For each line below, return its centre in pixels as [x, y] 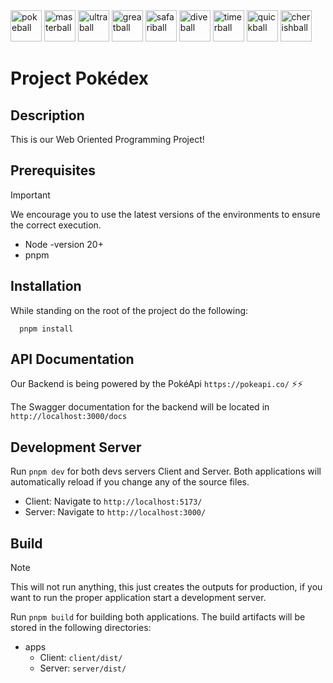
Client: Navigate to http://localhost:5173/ [113, 501]
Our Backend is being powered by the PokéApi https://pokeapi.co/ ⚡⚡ [157, 384]
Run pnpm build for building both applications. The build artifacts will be [158, 617]
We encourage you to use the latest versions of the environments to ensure [165, 214]
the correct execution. [56, 225]
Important [30, 195]
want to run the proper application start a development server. [138, 598]
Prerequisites [53, 170]
